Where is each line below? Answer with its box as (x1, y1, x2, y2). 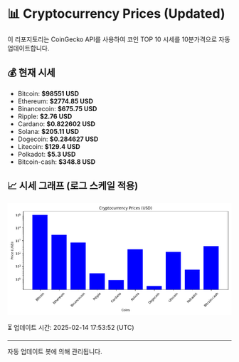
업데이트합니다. (7, 43, 50, 52)
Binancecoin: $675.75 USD (17, 104, 97, 113)
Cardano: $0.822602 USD (17, 119, 96, 128)
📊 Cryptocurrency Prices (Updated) (7, 6, 225, 22)
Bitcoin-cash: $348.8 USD (17, 157, 96, 166)
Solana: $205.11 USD (17, 127, 80, 135)
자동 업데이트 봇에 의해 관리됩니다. (7, 347, 102, 356)
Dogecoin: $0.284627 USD (17, 135, 99, 143)
